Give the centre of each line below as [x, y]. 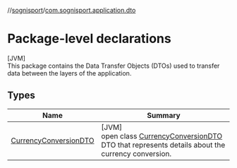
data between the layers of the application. [69, 73]
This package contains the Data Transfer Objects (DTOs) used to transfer [114, 66]
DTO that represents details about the [163, 145]
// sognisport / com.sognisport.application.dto [72, 10]
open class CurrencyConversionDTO [162, 136]
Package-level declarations [89, 39]
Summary [164, 115]
